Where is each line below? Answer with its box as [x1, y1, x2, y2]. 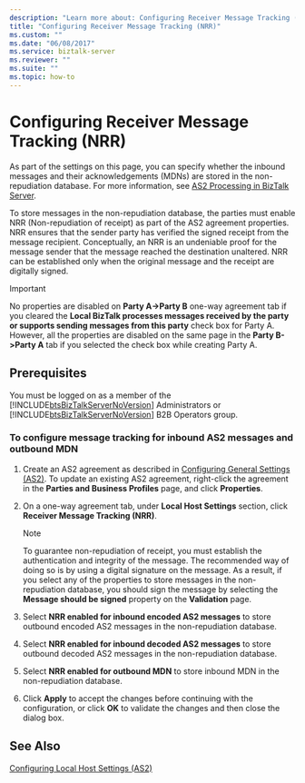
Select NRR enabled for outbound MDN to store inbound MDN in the [22, 665, 280, 677]
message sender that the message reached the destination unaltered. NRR [9, 246, 289, 257]
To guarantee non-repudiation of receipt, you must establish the [22, 545, 262, 556]
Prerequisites [9, 365, 87, 382]
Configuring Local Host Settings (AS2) [9, 762, 152, 773]
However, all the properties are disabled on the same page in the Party [9, 329, 274, 341]
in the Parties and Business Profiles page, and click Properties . [22, 482, 263, 493]
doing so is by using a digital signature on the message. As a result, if [22, 564, 283, 575]
